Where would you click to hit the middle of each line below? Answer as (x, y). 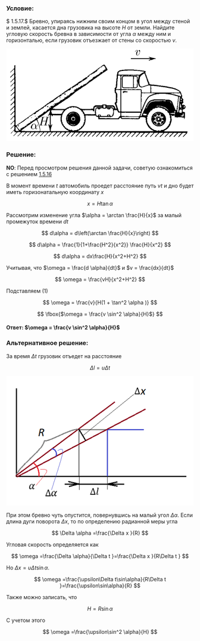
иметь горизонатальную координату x (55, 192)
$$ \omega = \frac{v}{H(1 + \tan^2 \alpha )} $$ (100, 302)
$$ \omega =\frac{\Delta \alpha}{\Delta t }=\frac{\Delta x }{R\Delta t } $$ (100, 556)
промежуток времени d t (37, 221)
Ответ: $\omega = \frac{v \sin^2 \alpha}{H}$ (63, 328)
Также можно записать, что (42, 597)
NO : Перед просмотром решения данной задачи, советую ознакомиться (100, 168)
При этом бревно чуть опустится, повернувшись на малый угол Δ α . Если (100, 515)
